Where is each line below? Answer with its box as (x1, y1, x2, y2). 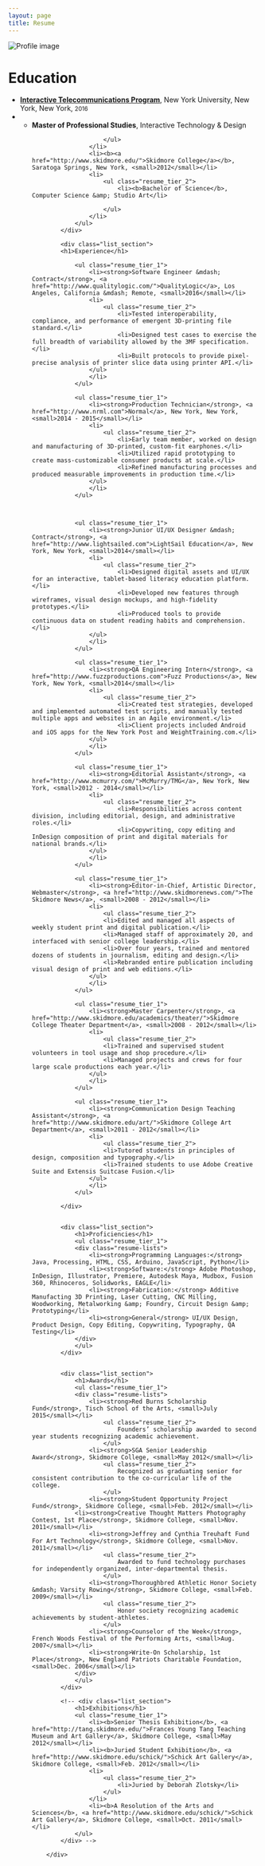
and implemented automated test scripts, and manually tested (31, 708, 243, 715)
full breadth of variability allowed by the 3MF (31, 338, 197, 347)
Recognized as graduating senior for (117, 1468, 243, 1476)
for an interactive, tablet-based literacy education (31, 575, 214, 583)
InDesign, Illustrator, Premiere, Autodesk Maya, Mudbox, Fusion (31, 1272, 253, 1280)
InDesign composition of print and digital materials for (31, 833, 228, 841)
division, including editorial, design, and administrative (31, 812, 236, 821)
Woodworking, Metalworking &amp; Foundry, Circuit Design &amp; (31, 1300, 250, 1308)
